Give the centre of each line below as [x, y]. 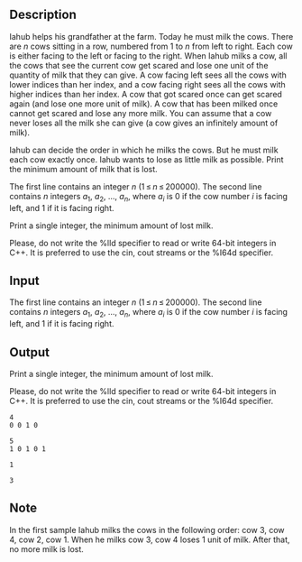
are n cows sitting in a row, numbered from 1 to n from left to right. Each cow [151, 46]
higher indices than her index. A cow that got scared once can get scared [146, 94]
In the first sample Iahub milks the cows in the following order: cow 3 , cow [147, 530]
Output [29, 352]
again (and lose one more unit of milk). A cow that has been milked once [144, 104]
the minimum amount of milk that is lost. [83, 169]
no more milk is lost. [46, 548]
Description [43, 15]
